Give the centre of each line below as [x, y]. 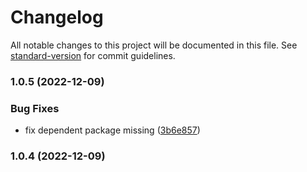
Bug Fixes [35, 108]
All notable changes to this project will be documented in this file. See [154, 45]
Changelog [57, 17]
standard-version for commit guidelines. [93, 55]
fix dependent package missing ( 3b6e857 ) [112, 130]
